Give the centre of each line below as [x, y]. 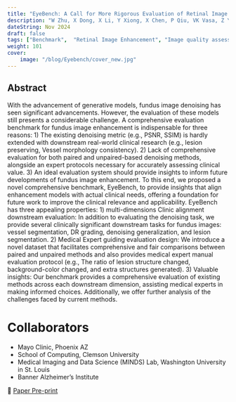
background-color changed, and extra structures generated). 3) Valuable [113, 269]
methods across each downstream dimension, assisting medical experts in [115, 284]
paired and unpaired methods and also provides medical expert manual [110, 254]
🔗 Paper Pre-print [33, 390]
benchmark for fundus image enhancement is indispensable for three [107, 127]
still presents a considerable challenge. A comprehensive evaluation [106, 119]
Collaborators [48, 327]
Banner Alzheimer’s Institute [58, 377]
